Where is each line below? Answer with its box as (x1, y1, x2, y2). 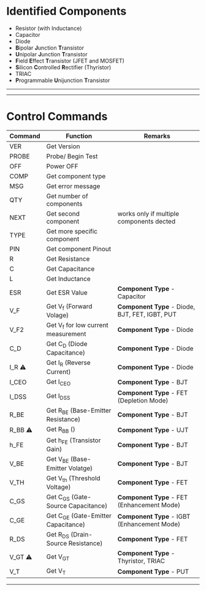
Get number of (46, 192, 88, 200)
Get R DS (46, 530, 69, 540)
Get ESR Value (46, 288, 88, 296)
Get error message (46, 182, 101, 190)
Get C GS (46, 492, 71, 502)
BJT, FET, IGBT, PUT (117, 311, 177, 319)
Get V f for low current (46, 321, 109, 331)
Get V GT (46, 552, 70, 562)
